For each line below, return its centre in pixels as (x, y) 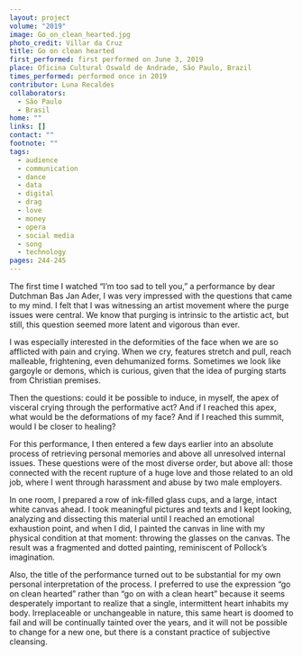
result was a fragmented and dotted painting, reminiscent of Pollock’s (138, 547)
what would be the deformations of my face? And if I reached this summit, (147, 417)
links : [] (28, 127)
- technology (42, 252)
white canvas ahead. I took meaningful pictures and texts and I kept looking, (151, 509)
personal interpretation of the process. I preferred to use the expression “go (150, 584)
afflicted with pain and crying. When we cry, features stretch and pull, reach (150, 351)
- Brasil (34, 110)
